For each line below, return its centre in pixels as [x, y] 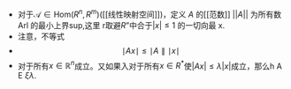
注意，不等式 [41, 36]
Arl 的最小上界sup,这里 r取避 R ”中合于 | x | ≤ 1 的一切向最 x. [121, 25]
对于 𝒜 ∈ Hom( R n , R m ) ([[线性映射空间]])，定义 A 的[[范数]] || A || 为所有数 [149, 14]
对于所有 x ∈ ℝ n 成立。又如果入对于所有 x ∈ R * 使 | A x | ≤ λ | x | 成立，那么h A [150, 65]
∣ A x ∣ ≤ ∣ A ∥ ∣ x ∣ [151, 50]
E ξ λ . [27, 76]
